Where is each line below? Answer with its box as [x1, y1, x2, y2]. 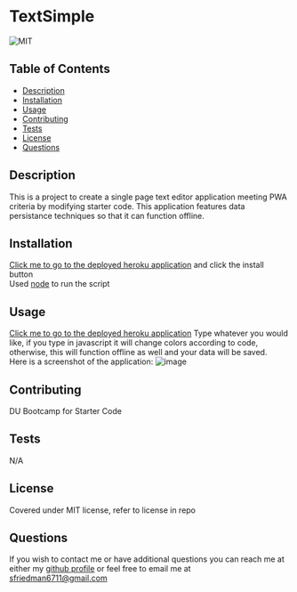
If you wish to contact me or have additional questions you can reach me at [9, 554, 285, 564]
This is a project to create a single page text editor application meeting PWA [9, 191, 287, 202]
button [9, 269, 34, 280]
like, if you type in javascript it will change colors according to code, [9, 337, 259, 348]
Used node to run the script [9, 279, 110, 289]
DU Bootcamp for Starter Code [9, 406, 123, 416]
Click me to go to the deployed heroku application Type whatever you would [9, 328, 289, 339]
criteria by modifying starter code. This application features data [9, 200, 245, 211]
